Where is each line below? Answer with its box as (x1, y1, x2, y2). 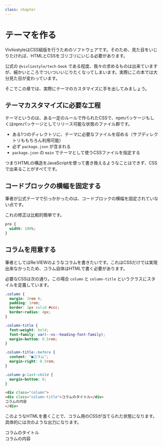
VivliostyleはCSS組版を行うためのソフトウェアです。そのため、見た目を (5, 47, 149, 53)
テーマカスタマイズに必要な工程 (5, 101, 101, 110)
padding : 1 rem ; (9, 300, 40, 306)
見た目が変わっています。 (9, 75, 60, 81)
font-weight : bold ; (9, 327, 49, 333)
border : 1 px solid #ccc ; (9, 305, 60, 310)
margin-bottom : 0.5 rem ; (9, 336, 57, 341)
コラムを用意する (5, 245, 56, 254)
